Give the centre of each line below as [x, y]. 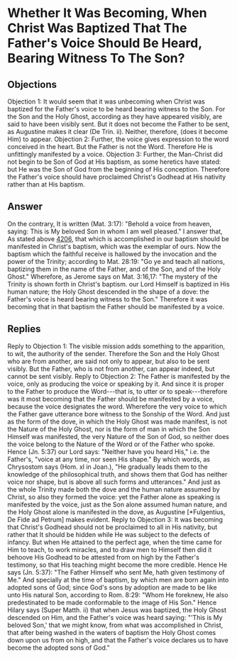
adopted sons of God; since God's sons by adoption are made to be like [112, 587]
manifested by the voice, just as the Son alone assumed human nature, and [117, 504]
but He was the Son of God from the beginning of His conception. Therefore [118, 169]
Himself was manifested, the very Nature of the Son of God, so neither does [118, 436]
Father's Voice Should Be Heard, [105, 43]
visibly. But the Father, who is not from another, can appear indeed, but [111, 369]
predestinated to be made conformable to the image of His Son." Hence [112, 602]
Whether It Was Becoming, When [107, 13]
